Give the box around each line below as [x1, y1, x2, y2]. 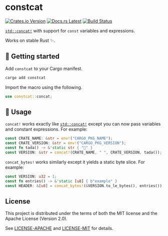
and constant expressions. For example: [5, 126, 87, 132]
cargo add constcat [5, 75, 46, 80]
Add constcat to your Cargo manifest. [5, 65, 82, 71]
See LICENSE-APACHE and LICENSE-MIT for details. [5, 225, 113, 231]
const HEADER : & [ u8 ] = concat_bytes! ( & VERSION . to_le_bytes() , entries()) [5, 183, 162, 188]
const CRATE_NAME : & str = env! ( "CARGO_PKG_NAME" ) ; [5, 136, 113, 141]
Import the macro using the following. [5, 84, 82, 90]
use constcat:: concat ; [5, 94, 52, 99]
